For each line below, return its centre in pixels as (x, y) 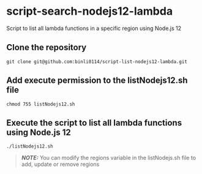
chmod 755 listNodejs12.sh (41, 104)
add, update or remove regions (60, 164)
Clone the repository (47, 47)
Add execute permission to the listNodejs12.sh (97, 81)
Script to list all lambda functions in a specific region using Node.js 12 (94, 28)
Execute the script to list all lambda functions (94, 123)
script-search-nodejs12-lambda (90, 11)
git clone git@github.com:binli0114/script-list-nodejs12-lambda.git (97, 62)
